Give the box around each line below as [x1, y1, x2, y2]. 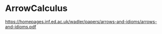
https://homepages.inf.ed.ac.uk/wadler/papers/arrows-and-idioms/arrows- [5, 19, 157, 24]
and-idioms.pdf [5, 23, 36, 29]
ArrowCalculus [5, 3, 68, 14]
